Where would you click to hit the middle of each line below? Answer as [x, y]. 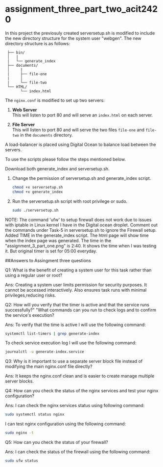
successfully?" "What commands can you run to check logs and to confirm [81, 310]
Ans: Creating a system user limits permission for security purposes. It [76, 285]
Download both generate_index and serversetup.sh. [57, 168]
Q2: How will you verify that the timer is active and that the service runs [77, 304]
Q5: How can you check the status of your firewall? [57, 442]
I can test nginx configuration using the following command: [66, 424]
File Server [23, 124]
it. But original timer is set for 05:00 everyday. [51, 251]
